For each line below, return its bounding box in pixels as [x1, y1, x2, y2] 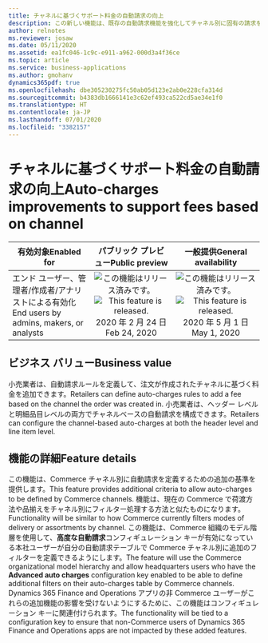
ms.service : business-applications [8, 64, 127, 72]
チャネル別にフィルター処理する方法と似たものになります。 [49, 505, 246, 514]
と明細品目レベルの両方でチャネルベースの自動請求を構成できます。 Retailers [8, 409, 259, 418]
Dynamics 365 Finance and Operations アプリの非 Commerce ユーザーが [8, 589, 249, 598]
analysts [12, 327, 44, 338]
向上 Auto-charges [36, 180, 160, 198]
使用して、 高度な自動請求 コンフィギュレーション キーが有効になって [22, 533, 246, 542]
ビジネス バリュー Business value [8, 357, 172, 370]
